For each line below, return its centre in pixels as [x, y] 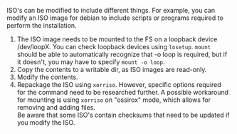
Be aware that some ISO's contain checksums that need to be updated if [123, 115]
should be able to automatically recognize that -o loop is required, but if [122, 54]
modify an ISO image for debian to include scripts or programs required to [115, 18]
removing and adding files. [56, 107]
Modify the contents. [48, 77]
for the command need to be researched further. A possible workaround [123, 92]
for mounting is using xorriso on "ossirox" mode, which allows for [114, 100]
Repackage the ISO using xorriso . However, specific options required [119, 84]
